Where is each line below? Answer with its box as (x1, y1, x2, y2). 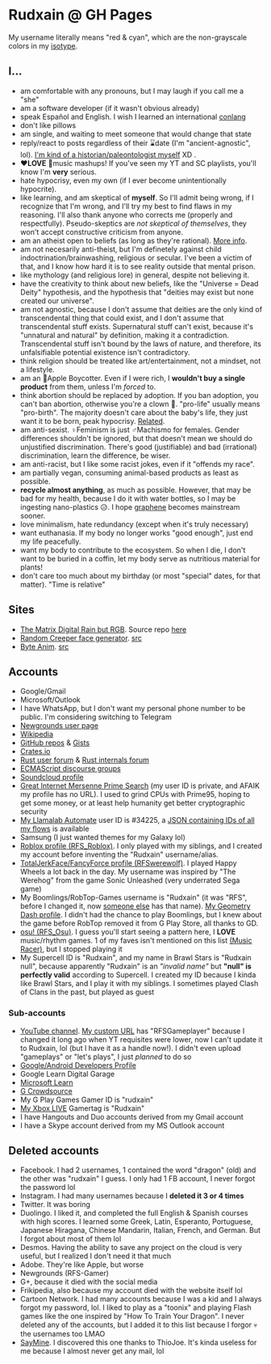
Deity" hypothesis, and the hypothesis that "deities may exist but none (19, 287, 254, 297)
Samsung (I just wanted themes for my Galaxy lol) (19, 832, 186, 842)
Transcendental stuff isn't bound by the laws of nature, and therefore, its (19, 338, 262, 349)
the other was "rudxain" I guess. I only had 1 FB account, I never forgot (19, 1174, 256, 1184)
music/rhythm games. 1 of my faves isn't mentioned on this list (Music (19, 936, 252, 946)
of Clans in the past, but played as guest (19, 987, 155, 997)
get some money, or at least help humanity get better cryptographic (19, 798, 246, 808)
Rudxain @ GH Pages (8, 6, 153, 24)
